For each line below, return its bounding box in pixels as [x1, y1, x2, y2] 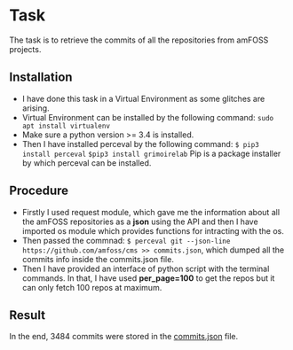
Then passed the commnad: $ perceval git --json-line [21, 235, 231, 245]
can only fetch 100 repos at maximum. [21, 282, 162, 292]
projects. [9, 43, 42, 54]
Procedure [9, 183, 69, 198]
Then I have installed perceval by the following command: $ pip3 [21, 138, 259, 149]
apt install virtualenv [21, 121, 111, 130]
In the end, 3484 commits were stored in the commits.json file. [9, 331, 239, 342]
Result [9, 307, 46, 323]
